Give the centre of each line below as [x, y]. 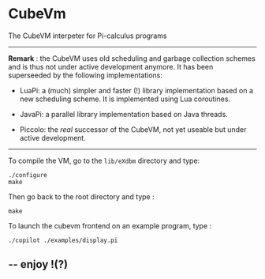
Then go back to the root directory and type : [82, 196]
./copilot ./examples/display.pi [63, 240]
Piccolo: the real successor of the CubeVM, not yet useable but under [133, 129]
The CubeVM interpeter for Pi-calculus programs [88, 36]
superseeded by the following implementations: [86, 75]
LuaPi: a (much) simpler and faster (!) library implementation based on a [136, 90]
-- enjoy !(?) [38, 264]
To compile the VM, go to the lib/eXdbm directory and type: [104, 160]
